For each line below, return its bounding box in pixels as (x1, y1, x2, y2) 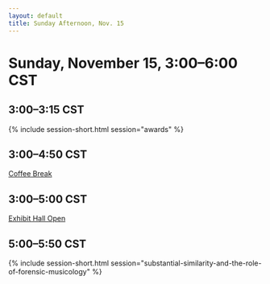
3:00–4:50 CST (8, 147, 87, 161)
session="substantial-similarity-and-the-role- (110, 258, 262, 268)
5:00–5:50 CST (8, 237, 87, 250)
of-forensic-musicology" (8, 266, 90, 276)
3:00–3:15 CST (8, 103, 85, 117)
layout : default (8, 11, 63, 20)
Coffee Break (8, 169, 52, 179)
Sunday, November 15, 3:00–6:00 (8, 54, 238, 72)
